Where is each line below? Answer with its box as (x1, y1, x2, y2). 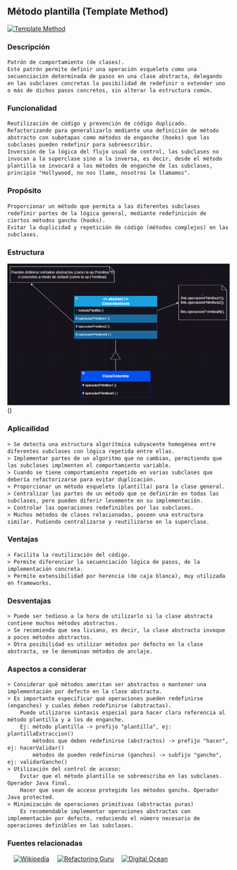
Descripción (7, 42, 51, 51)
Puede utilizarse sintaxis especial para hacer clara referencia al (20, 709, 226, 716)
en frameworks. (7, 580, 52, 587)
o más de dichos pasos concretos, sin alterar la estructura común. (7, 87, 213, 94)
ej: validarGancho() (7, 759, 68, 766)
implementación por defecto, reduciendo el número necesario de (7, 815, 200, 822)
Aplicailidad (7, 424, 49, 434)
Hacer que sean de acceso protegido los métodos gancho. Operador (20, 787, 219, 794)
